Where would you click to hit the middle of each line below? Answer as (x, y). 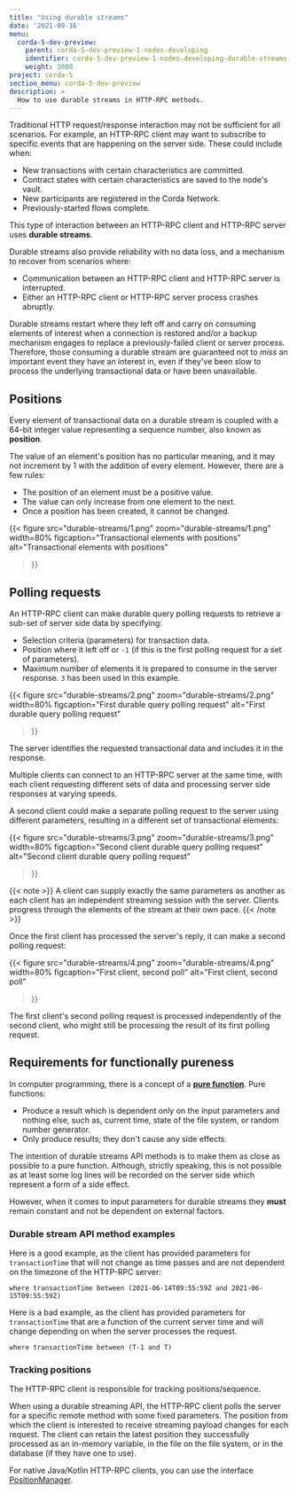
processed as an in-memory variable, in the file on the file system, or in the (146, 1444)
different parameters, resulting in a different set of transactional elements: (144, 820)
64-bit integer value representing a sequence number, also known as (135, 430)
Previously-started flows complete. (86, 208)
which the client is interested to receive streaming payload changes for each (149, 1425)
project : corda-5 (41, 75)
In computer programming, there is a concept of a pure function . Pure (137, 1083)
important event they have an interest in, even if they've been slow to (135, 362)
